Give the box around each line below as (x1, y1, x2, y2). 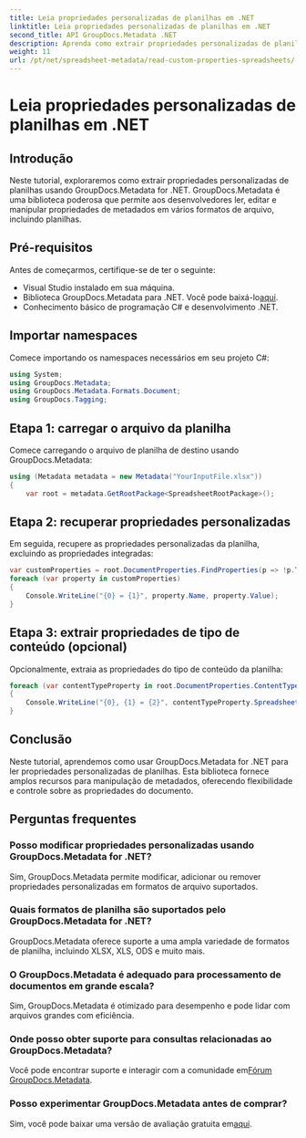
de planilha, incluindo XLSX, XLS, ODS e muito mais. (9, 945, 206, 956)
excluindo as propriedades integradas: (9, 548, 154, 559)
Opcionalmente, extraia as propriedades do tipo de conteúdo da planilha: (9, 663, 284, 674)
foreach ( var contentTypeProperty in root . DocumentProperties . (9, 681, 255, 690)
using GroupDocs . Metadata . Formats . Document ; (9, 387, 181, 396)
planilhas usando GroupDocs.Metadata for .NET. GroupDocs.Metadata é (9, 184, 280, 195)
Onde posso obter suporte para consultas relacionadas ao (9, 1033, 272, 1046)
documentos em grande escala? (9, 979, 155, 992)
